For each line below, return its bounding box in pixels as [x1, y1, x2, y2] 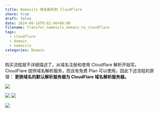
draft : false [5, 16, 32, 21]
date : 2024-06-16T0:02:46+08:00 [5, 20, 71, 26]
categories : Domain [5, 48, 45, 52]
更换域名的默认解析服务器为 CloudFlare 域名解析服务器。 [14, 74, 129, 80]
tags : [5, 30, 16, 34]
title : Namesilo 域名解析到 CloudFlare [5, 7, 82, 12]
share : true [5, 12, 29, 16]
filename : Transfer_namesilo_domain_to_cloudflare [5, 25, 110, 30]
